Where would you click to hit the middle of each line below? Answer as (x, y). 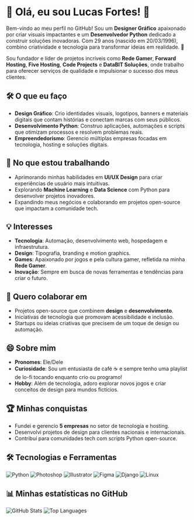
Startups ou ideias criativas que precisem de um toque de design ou (97, 323)
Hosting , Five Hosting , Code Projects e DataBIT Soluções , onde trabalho (95, 65)
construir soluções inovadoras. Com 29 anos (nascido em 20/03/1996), (92, 40)
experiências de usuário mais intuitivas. (62, 183)
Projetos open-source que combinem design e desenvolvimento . (94, 311)
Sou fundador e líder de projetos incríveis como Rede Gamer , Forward (91, 58)
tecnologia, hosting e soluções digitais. (62, 144)
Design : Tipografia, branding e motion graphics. (72, 253)
